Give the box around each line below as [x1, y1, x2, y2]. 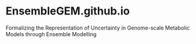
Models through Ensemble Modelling [5, 30, 97, 37]
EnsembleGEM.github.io [5, 4, 130, 18]
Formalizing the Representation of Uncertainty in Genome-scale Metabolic [5, 24, 190, 31]
